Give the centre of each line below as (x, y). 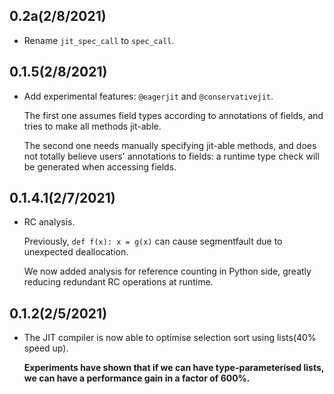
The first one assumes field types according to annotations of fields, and (173, 115)
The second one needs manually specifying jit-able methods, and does (170, 145)
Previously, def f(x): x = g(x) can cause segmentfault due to (153, 241)
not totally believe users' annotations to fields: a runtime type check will (171, 156)
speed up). (46, 348)
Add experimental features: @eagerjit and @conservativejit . (148, 96)
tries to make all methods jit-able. (92, 126)
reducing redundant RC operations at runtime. (118, 282)
